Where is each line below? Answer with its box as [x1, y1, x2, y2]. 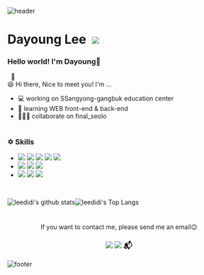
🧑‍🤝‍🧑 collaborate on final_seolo [17, 112, 107, 120]
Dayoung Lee [7, 32, 86, 47]
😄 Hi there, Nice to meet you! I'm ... [7, 80, 112, 88]
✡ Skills [7, 136, 35, 146]
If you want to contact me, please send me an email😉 [40, 223, 198, 231]
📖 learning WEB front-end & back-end [17, 105, 129, 113]
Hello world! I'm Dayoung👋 [7, 57, 101, 66]
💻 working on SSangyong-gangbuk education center [17, 94, 174, 103]
